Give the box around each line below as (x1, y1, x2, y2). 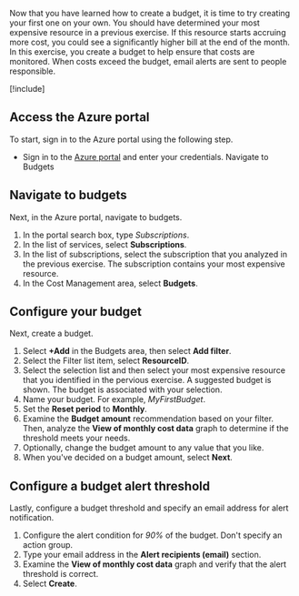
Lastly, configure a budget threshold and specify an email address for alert (9, 502, 289, 513)
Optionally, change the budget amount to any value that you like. (22, 442, 264, 453)
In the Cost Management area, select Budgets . (22, 278, 198, 288)
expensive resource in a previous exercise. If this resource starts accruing (9, 27, 286, 37)
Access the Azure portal (9, 109, 150, 126)
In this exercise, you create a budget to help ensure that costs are (9, 46, 255, 57)
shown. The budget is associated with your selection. (22, 384, 223, 395)
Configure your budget (9, 304, 143, 319)
